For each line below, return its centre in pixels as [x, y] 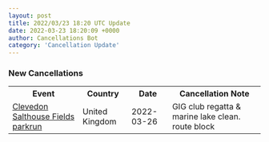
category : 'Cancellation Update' [64, 45]
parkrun [27, 127]
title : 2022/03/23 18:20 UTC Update [69, 23]
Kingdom [100, 122]
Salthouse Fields [43, 116]
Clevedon [30, 107]
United [95, 112]
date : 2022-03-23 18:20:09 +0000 [64, 30]
